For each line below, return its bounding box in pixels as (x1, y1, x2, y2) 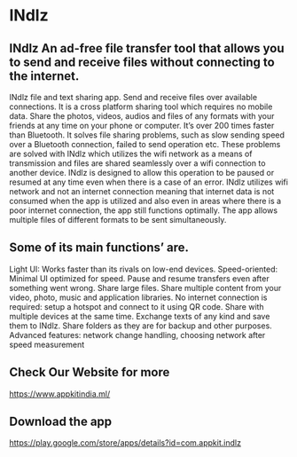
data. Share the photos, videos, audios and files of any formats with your (9, 111, 275, 121)
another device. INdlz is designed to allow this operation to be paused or (9, 168, 275, 177)
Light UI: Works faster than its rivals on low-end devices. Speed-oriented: (9, 264, 278, 274)
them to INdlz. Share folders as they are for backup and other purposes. (9, 320, 272, 331)
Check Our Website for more (9, 365, 170, 380)
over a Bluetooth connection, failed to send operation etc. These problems (9, 139, 281, 149)
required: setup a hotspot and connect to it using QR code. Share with (9, 301, 264, 311)
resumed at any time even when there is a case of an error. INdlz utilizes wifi (9, 177, 288, 187)
